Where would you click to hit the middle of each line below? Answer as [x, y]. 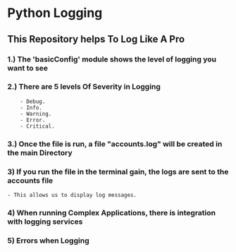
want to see [27, 68]
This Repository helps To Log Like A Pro [96, 39]
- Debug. [33, 101]
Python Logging [55, 13]
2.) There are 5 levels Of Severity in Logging [84, 87]
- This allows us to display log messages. [72, 196]
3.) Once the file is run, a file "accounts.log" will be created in [115, 144]
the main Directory [40, 152]
